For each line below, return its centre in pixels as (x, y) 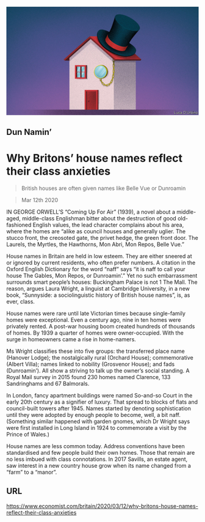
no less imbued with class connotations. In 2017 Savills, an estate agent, (97, 459)
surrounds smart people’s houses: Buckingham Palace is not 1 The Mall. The (102, 282)
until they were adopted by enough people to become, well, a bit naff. (94, 415)
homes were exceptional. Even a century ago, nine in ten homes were (94, 320)
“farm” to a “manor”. (32, 472)
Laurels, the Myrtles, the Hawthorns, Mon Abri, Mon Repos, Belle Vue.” (95, 244)
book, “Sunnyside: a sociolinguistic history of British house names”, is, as (98, 295)
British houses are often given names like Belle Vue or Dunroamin (103, 188)
